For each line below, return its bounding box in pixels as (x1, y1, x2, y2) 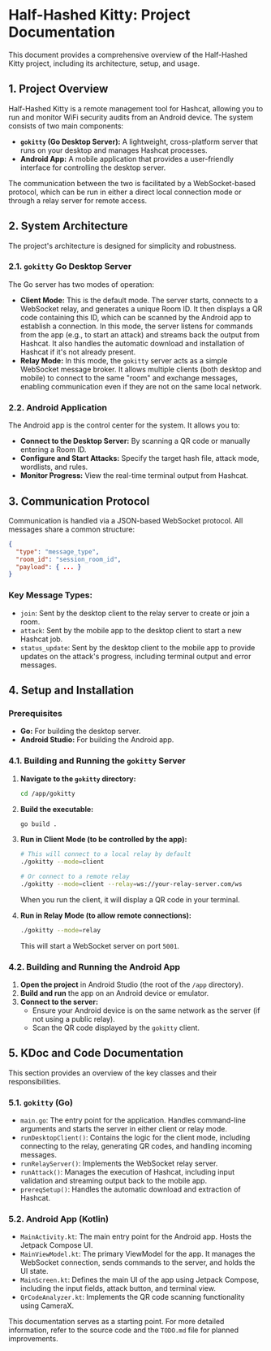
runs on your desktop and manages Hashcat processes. (19, 145, 209, 155)
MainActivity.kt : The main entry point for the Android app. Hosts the (19, 1232, 252, 1241)
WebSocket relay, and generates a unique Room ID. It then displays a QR (19, 303, 263, 314)
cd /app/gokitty (19, 789, 75, 797)
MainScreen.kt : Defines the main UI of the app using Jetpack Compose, (19, 1275, 260, 1285)
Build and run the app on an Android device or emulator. (19, 988, 209, 998)
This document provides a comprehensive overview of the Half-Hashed (8, 50, 247, 59)
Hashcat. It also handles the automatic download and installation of (19, 338, 245, 348)
